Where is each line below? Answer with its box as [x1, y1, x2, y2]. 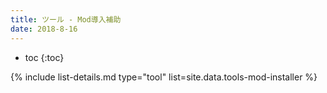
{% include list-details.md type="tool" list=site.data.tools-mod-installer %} [10, 71, 318, 83]
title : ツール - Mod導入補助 [10, 14, 122, 25]
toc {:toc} [24, 51, 65, 63]
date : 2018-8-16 [10, 24, 78, 34]
